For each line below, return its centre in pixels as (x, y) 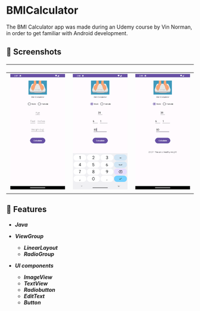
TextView (36, 283)
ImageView (38, 277)
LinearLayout (41, 247)
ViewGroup (29, 236)
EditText (34, 296)
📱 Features (26, 209)
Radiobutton (39, 290)
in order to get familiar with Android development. (67, 33)
